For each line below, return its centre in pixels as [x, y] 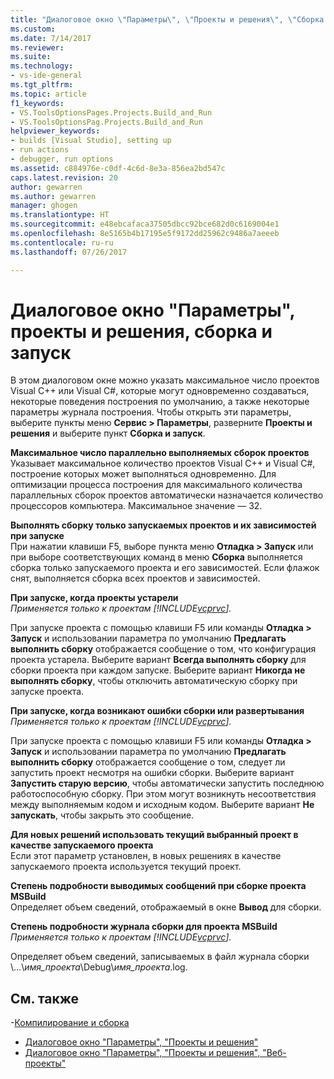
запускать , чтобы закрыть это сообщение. [102, 815]
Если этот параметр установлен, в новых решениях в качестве [146, 856]
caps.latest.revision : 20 [64, 177]
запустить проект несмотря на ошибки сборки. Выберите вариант [152, 773]
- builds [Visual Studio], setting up [91, 141]
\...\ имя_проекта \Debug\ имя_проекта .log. [99, 967]
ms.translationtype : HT [60, 215]
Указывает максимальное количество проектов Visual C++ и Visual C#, [163, 463]
